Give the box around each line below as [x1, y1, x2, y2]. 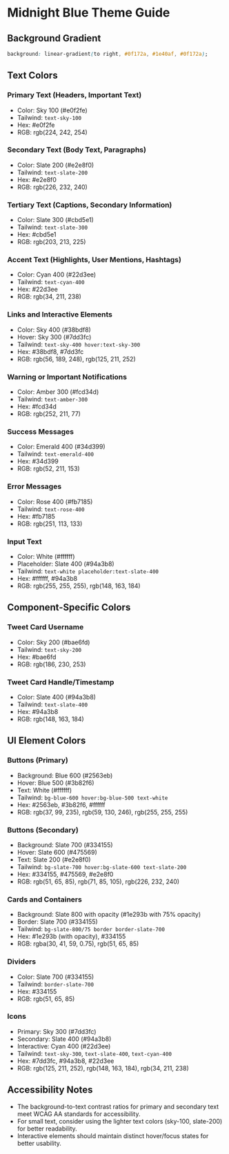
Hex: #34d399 [17, 457, 59, 466]
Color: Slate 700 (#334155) [17, 973, 94, 981]
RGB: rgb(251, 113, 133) [17, 519, 83, 528]
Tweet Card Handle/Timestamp [7, 677, 114, 687]
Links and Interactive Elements [7, 310, 112, 319]
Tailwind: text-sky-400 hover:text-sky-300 [17, 340, 141, 348]
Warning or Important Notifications [7, 372, 128, 381]
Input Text [7, 537, 42, 546]
